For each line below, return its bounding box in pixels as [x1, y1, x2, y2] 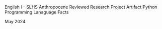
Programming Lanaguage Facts [4, 9, 69, 15]
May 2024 [4, 19, 26, 24]
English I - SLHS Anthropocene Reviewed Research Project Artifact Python [4, 4, 158, 10]
